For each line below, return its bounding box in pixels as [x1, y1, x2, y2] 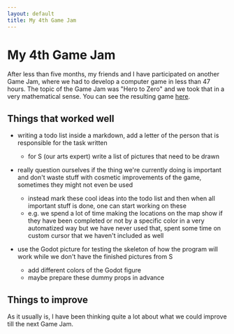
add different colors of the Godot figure [27, 266, 142, 274]
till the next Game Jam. [7, 320, 74, 328]
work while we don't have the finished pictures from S [17, 253, 173, 261]
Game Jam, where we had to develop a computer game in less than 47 [7, 78, 211, 86]
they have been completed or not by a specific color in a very [27, 216, 205, 225]
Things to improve [7, 293, 89, 305]
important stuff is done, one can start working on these [27, 202, 187, 210]
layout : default [7, 10, 54, 18]
